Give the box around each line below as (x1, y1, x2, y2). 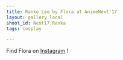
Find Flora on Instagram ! (6, 47, 69, 55)
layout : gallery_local (6, 14, 63, 20)
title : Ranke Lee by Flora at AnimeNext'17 (6, 8, 118, 15)
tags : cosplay (6, 25, 42, 32)
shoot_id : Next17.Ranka (6, 20, 66, 26)
